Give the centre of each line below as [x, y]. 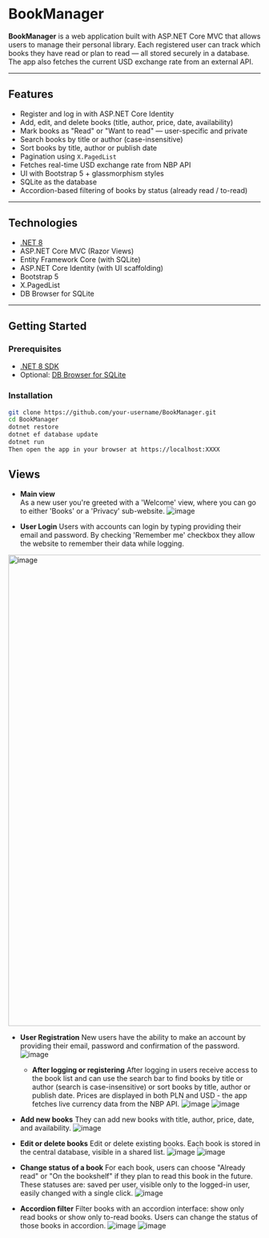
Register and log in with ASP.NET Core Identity [97, 114]
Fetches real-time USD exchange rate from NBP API [105, 164]
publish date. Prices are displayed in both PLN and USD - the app [140, 1095]
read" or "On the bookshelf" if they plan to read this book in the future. [137, 1175]
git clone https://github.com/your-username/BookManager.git [112, 412]
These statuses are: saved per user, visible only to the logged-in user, [135, 1184]
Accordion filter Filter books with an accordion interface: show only [132, 1208]
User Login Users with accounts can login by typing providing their [130, 526]
